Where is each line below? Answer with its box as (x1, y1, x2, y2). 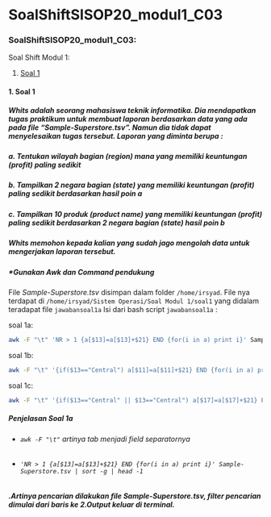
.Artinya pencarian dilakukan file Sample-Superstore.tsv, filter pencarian (8, 490, 261, 501)
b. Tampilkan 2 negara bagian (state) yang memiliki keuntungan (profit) (8, 180, 255, 190)
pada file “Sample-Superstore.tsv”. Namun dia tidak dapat (8, 123, 211, 132)
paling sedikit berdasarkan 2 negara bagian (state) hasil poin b (8, 218, 225, 227)
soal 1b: (8, 350, 34, 360)
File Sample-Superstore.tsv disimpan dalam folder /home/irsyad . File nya (8, 287, 250, 297)
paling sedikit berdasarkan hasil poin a (8, 189, 143, 198)
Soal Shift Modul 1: (8, 52, 70, 62)
